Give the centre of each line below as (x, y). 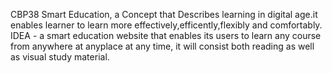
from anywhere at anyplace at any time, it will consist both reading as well (162, 46)
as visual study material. (60, 57)
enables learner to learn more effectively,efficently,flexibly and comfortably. (166, 25)
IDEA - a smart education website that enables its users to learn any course (166, 35)
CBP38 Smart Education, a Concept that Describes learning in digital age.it (164, 14)
